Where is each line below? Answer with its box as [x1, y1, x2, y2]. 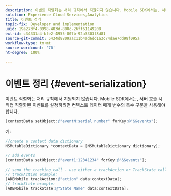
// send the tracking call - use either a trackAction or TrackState [5, 167, 156, 172]
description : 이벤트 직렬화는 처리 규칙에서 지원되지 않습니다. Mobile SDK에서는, [5, 7, 160, 13]
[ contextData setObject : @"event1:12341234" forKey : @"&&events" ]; [5, 157, 147, 163]
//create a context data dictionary [5, 138, 83, 144]
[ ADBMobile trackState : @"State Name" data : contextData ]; [5, 186, 129, 191]
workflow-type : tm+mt [5, 41, 51, 46]
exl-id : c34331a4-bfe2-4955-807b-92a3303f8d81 [5, 31, 106, 36]
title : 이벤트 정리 [5, 17, 41, 22]
